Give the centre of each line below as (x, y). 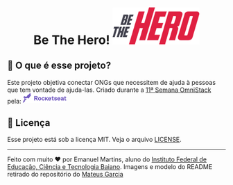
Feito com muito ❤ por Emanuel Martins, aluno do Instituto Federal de (107, 159)
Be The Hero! (72, 40)
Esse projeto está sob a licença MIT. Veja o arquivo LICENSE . (94, 140)
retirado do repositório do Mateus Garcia (65, 175)
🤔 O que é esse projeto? (59, 66)
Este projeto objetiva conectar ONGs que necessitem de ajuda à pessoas (112, 82)
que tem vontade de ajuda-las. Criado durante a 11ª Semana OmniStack (109, 90)
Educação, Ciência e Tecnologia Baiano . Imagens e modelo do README (110, 167)
